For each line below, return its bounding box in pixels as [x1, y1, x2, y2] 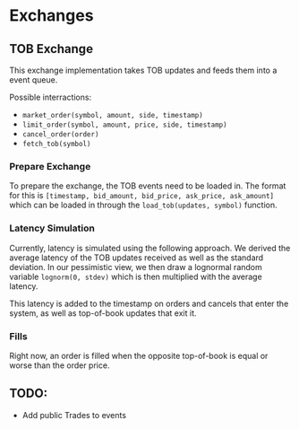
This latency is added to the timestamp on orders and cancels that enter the [9, 298, 289, 309]
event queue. [9, 74, 58, 85]
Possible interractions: [9, 92, 92, 102]
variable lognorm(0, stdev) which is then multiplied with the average [9, 271, 262, 282]
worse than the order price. [9, 360, 110, 371]
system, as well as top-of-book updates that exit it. [9, 307, 197, 319]
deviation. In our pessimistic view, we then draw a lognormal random [9, 261, 262, 272]
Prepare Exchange [9, 160, 91, 172]
